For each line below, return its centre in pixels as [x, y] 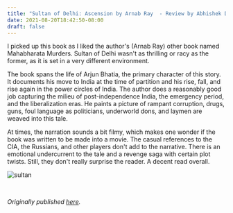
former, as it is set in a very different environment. [78, 61]
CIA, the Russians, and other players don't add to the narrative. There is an [114, 147]
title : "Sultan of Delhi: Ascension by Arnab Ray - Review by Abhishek [114, 14]
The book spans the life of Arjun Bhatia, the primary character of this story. [114, 74]
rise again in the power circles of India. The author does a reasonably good [114, 89]
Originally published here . [44, 202]
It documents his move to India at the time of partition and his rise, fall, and [114, 82]
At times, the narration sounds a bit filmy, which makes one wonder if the [112, 132]
